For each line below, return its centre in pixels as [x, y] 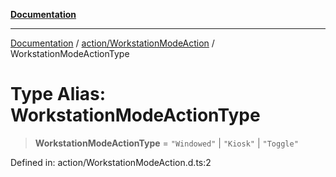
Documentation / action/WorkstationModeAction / [112, 43]
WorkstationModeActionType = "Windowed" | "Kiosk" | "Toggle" [166, 143]
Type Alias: [58, 94]
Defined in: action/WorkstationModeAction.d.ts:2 [111, 162]
